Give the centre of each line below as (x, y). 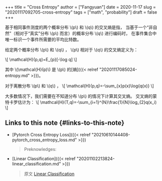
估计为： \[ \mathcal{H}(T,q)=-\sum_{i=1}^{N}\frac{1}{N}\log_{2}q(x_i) (87, 102)
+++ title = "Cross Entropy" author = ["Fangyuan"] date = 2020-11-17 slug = (81, 7)
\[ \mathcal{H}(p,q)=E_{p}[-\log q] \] (41, 59)
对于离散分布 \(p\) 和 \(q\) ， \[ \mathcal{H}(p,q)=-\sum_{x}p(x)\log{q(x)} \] (80, 86)
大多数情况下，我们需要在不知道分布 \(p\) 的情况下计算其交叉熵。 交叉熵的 (79, 96)
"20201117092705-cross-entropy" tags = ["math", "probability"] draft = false (81, 12)
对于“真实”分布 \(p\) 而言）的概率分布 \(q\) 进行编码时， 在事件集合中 (88, 33)
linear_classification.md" (37, 164)
